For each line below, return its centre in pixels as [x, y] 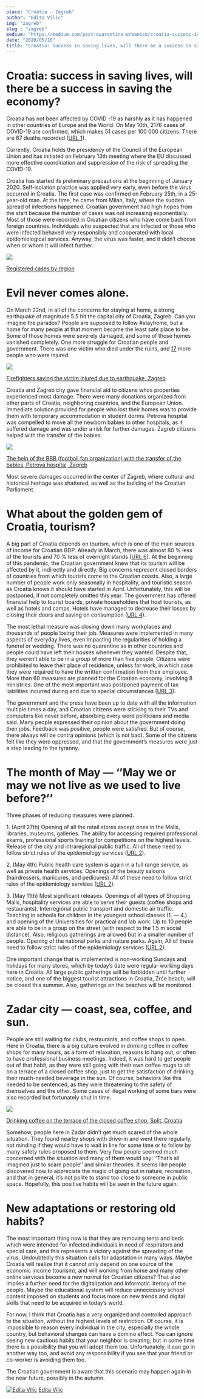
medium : [16, 35]
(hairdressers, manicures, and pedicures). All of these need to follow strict [99, 877]
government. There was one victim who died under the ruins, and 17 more [99, 348]
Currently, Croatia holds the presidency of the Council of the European [95, 149]
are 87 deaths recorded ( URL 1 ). [46, 138]
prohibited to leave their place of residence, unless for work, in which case [100, 665]
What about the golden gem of [84, 514]
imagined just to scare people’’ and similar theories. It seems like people [97, 1165]
